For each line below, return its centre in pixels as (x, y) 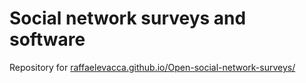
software (47, 39)
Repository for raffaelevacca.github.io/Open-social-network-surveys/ (152, 67)
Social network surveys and (128, 18)
